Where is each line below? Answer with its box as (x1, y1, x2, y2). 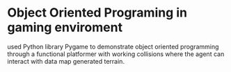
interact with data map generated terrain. (7, 57, 125, 65)
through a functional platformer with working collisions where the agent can (7, 50, 225, 58)
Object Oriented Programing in (7, 5, 188, 21)
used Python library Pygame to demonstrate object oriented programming (7, 42, 219, 51)
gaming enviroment (7, 19, 123, 35)
